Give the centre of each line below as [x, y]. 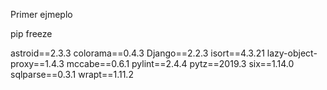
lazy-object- [292, 53]
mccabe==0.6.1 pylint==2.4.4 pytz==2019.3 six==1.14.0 [180, 63]
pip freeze [31, 33]
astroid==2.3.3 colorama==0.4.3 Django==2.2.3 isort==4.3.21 [137, 53]
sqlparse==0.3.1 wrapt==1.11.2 [72, 74]
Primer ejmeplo [41, 14]
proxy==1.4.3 [37, 63]
